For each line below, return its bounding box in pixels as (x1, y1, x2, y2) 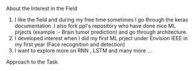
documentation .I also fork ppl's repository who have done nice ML (14, 23, 176, 29)
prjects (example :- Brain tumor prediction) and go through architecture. (14, 29, 188, 35)
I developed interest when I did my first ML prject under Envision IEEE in (14, 35, 188, 41)
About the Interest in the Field (6, 5, 78, 12)
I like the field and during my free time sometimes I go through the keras (14, 16, 189, 23)
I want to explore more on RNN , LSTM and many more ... (14, 47, 152, 54)
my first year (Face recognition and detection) (14, 41, 126, 48)
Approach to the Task (6, 58, 58, 65)
